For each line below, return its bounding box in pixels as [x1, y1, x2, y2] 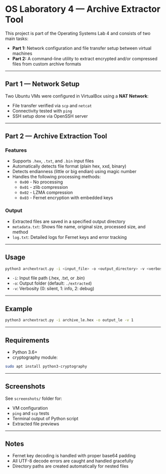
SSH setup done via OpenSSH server [12, 113, 88, 119]
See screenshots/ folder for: [5, 395, 63, 401]
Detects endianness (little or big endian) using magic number [12, 169, 137, 174]
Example [5, 304, 33, 313]
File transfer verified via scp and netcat [12, 102, 92, 108]
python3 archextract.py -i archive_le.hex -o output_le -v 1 [5, 318, 134, 323]
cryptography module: [12, 354, 58, 360]
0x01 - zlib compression [19, 184, 68, 190]
